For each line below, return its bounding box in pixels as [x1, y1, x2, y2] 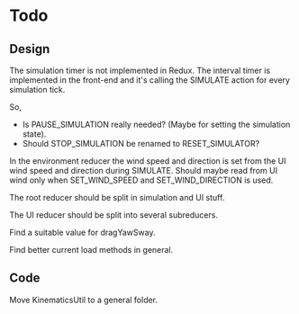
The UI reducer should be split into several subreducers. [9, 210, 219, 220]
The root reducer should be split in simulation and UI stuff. [9, 193, 225, 202]
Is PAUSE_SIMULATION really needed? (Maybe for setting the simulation [22, 119, 291, 130]
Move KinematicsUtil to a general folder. [9, 294, 159, 305]
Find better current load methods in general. [9, 245, 174, 255]
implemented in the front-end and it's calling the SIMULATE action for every [9, 75, 291, 85]
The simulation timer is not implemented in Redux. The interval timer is [9, 65, 271, 76]
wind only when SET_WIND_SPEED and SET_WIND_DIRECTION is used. [9, 175, 274, 185]
